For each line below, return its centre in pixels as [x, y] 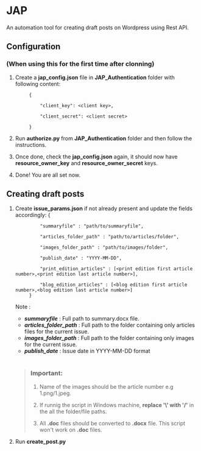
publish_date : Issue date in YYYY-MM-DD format [87, 351]
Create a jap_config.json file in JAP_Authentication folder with [95, 77]
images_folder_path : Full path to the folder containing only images [109, 338]
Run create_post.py [41, 441]
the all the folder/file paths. [73, 411]
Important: [46, 374]
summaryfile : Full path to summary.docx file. [82, 319]
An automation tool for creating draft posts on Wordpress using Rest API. [97, 27]
